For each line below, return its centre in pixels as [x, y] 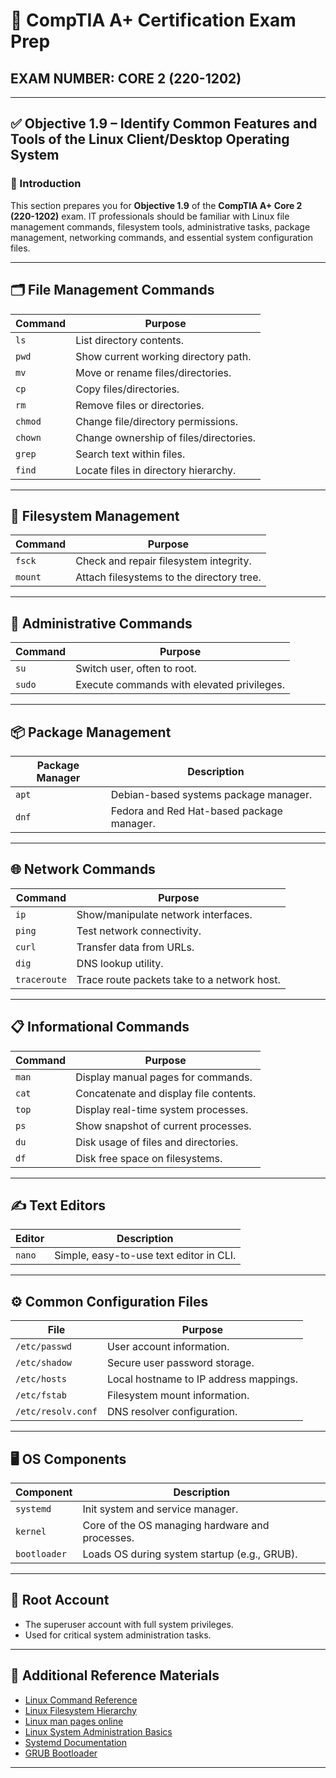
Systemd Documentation [76, 1742]
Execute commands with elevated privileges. [180, 685]
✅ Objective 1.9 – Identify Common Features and [164, 124]
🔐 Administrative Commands [101, 623]
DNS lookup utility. [120, 963]
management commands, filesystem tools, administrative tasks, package [160, 226]
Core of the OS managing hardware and [176, 1525]
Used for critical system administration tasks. [118, 1635]
